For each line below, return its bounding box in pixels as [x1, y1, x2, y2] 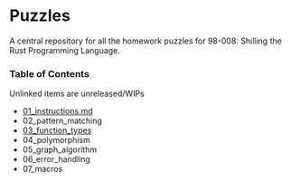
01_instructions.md [22, 106, 93, 117]
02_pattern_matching [22, 115, 102, 127]
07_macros [22, 164, 63, 175]
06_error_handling [22, 154, 90, 165]
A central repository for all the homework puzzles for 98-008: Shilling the [9, 35, 282, 46]
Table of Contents [9, 67, 90, 80]
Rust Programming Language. [9, 44, 120, 55]
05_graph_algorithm [22, 144, 98, 155]
